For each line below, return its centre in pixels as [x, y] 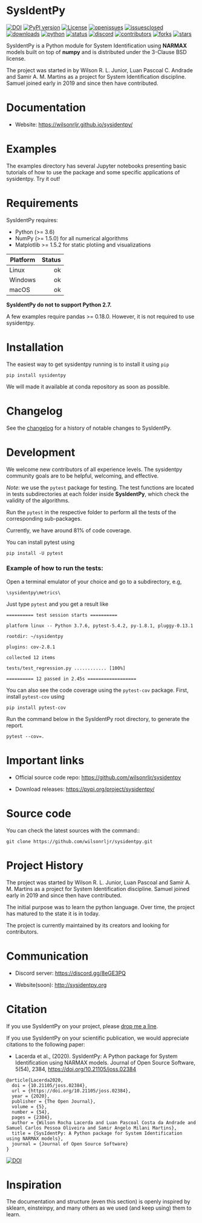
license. [16, 58]
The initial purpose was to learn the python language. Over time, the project [100, 907]
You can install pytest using [41, 542]
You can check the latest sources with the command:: [73, 830]
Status [51, 260]
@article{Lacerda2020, [35, 1080]
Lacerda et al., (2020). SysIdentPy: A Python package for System [96, 1056]
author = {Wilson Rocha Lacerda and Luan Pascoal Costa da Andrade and [104, 1123]
